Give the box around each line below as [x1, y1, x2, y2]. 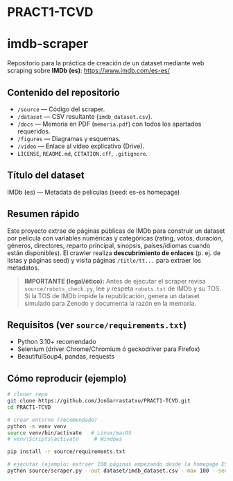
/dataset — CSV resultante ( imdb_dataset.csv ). [17, 112, 153, 120]
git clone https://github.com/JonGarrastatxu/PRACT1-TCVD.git [7, 398, 191, 405]
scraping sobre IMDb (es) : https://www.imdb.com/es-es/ [7, 67, 170, 75]
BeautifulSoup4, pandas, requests [17, 352, 115, 361]
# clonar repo [7, 391, 49, 398]
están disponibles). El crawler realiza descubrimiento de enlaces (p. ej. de [7, 248, 221, 257]
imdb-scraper [7, 36, 89, 52]
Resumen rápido [7, 208, 80, 220]
